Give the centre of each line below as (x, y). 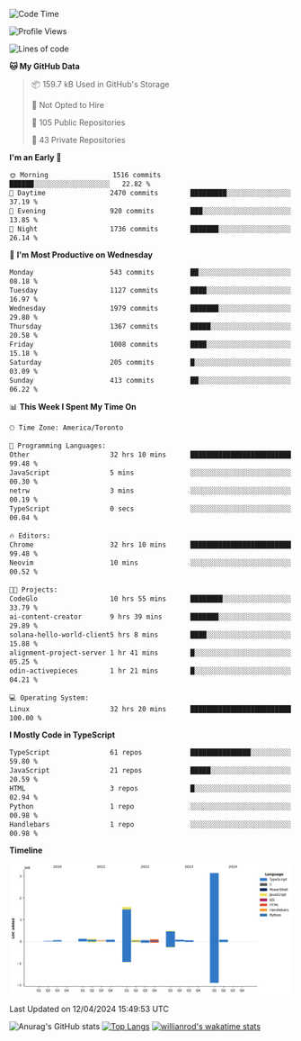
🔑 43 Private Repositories (78, 140)
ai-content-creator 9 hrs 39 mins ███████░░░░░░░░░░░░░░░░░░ (150, 617)
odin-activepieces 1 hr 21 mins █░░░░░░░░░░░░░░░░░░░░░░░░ (150, 671)
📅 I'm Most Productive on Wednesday (81, 255)
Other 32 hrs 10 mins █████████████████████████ (150, 455)
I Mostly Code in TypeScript (62, 735)
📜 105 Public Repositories (78, 122)
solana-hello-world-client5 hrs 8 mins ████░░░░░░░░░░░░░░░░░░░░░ (150, 635)
